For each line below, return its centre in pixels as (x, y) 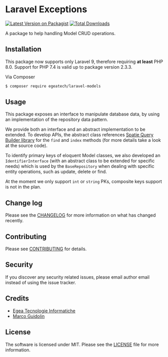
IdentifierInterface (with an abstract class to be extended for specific (80, 161)
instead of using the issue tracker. (41, 282)
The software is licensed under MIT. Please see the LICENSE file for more (82, 344)
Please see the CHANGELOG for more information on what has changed (81, 215)
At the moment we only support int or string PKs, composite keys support (84, 182)
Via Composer (20, 77)
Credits (17, 299)
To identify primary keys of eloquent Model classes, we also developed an (83, 156)
